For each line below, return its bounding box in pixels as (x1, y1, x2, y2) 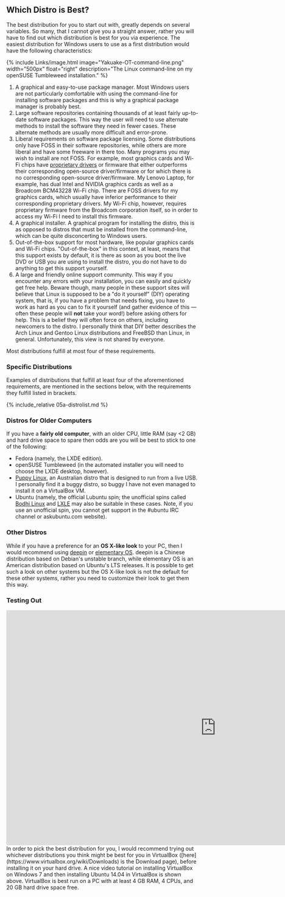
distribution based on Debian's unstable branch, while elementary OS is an (6, 555, 194, 562)
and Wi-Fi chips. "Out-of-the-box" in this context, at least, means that (15, 245, 191, 252)
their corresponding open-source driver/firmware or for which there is (15, 167, 191, 175)
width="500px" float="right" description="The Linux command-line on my (6, 65, 193, 72)
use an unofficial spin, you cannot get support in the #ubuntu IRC (15, 506, 179, 514)
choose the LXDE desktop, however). (15, 468, 109, 475)
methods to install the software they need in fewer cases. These (15, 122, 177, 130)
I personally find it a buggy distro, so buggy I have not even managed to (15, 481, 196, 488)
